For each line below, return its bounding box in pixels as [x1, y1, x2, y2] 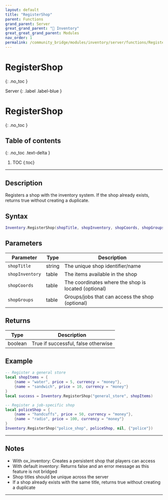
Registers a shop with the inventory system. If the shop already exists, [5, 192, 150, 198]
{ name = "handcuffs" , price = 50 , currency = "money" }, [14, 412, 133, 417]
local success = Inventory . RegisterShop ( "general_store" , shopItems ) [5, 393, 153, 399]
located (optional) [64, 285, 106, 292]
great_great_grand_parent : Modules [5, 31, 79, 36]
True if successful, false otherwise [31, 340, 112, 347]
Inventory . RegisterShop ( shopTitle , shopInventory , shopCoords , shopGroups [5, 225, 164, 231]
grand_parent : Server [5, 21, 50, 27]
